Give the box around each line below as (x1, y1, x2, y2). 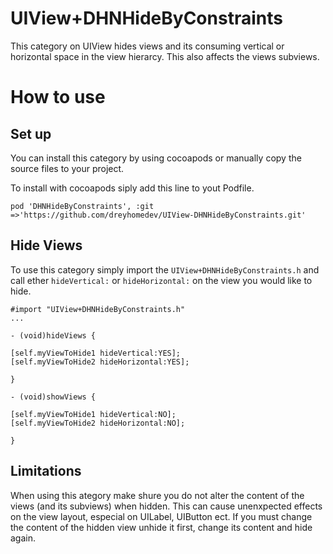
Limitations (10, 463, 82, 480)
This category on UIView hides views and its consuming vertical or (10, 40, 285, 52)
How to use (10, 86, 106, 109)
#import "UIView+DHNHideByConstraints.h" (10, 304, 186, 314)
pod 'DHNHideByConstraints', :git (10, 201, 155, 211)
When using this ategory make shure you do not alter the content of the (10, 489, 305, 501)
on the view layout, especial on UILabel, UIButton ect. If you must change (10, 510, 313, 522)
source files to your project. (10, 162, 125, 174)
